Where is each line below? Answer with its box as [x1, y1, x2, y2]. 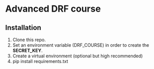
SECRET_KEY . [12, 48, 43, 53]
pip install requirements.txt [12, 58, 68, 64]
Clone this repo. [12, 37, 46, 43]
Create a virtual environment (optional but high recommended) [12, 53, 143, 59]
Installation [5, 23, 41, 32]
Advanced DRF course [5, 3, 101, 15]
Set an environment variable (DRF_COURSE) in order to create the [12, 42, 149, 48]
